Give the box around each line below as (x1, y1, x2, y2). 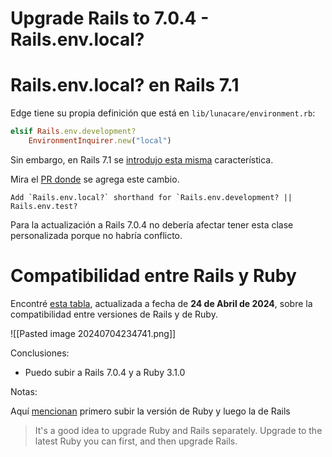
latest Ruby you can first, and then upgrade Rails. (34, 435, 238, 447)
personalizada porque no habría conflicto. (10, 229, 183, 241)
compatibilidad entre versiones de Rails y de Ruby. (10, 308, 218, 320)
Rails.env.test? (10, 201, 78, 211)
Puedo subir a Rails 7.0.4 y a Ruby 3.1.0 (24, 366, 186, 378)
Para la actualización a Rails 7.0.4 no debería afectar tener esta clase (10, 218, 294, 231)
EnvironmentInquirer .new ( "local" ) (28, 136, 172, 146)
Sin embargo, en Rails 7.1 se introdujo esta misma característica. (10, 153, 274, 166)
